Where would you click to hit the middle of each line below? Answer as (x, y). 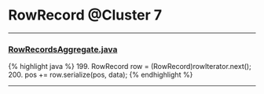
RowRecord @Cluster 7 (85, 15)
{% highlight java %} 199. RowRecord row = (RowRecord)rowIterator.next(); (130, 67)
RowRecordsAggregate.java (63, 49)
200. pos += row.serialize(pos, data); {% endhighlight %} (101, 75)
